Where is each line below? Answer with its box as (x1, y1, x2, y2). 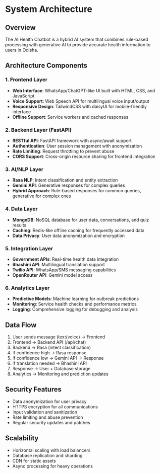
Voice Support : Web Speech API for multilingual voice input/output (12, 98, 150, 104)
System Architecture (5, 3, 93, 15)
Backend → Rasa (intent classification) (12, 344, 91, 350)
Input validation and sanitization (12, 409, 78, 415)
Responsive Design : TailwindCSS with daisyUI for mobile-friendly (12, 103, 147, 109)
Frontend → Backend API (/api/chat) (12, 339, 86, 345)
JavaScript (12, 93, 35, 99)
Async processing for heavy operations (12, 463, 93, 469)
